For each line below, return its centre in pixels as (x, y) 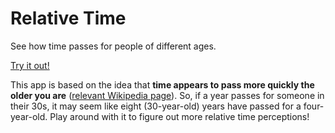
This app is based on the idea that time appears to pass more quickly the (162, 84)
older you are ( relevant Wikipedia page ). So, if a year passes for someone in (167, 95)
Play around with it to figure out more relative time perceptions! (179, 116)
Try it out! (30, 65)
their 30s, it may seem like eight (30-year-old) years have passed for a (156, 106)
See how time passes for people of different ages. (113, 46)
